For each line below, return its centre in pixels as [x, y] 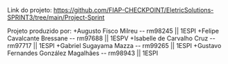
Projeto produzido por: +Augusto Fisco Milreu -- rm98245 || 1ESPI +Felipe [113, 31]
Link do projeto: [30, 10]
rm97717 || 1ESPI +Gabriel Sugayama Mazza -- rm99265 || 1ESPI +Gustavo [114, 46]
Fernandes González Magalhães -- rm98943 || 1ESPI [83, 53]
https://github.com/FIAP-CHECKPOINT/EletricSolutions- [133, 10]
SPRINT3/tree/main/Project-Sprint [56, 17]
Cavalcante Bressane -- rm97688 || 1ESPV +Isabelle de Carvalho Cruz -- [111, 38]
